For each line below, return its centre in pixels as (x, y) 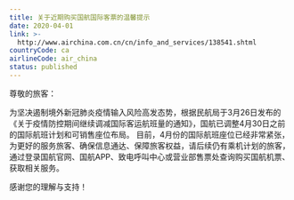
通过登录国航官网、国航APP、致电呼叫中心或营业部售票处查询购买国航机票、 (150, 156)
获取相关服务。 (37, 168)
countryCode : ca (39, 51)
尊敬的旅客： (33, 93)
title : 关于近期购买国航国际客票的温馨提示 (80, 17)
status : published (43, 68)
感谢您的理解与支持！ (48, 187)
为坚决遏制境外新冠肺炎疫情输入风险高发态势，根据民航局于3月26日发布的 (145, 112)
